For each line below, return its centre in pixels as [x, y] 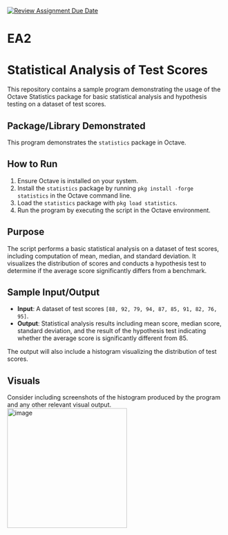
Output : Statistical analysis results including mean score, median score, [120, 323]
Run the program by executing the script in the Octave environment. [114, 210]
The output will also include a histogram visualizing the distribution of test [112, 352]
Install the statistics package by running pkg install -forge [105, 188]
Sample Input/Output [54, 292]
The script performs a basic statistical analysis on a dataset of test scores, [113, 248]
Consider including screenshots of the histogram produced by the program [114, 397]
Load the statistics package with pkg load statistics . [97, 203]
